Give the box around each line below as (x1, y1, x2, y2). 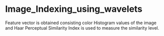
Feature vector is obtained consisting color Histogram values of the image (5, 20, 157, 26)
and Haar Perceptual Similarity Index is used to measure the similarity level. (5, 25, 160, 31)
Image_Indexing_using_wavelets (5, 3, 143, 15)
